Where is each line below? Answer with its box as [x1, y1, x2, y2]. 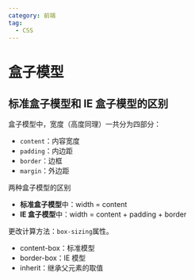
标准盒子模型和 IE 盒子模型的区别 [8, 97, 169, 110]
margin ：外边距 [19, 166, 70, 175]
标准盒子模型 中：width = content [19, 200, 128, 209]
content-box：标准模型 [19, 244, 95, 253]
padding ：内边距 [19, 146, 73, 155]
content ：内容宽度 [19, 136, 80, 146]
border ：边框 [19, 156, 63, 166]
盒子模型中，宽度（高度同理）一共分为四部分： [8, 120, 161, 129]
